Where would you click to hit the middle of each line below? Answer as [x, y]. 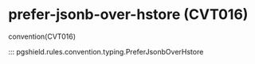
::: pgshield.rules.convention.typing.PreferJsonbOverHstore [106, 51]
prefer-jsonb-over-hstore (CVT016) [128, 15]
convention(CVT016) [42, 36]
